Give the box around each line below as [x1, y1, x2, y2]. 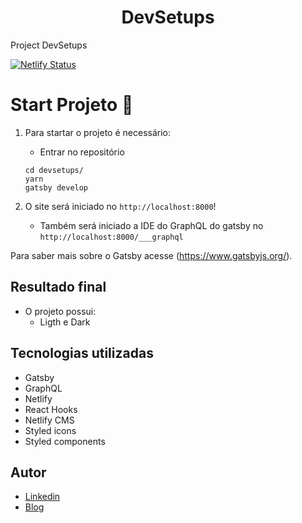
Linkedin [24, 491, 61, 503]
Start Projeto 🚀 [10, 94, 134, 116]
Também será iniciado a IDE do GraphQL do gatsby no [39, 219, 264, 231]
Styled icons [24, 424, 77, 436]
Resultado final [10, 279, 107, 296]
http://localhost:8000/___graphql [39, 232, 184, 242]
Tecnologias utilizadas [10, 345, 154, 362]
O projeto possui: [24, 305, 97, 317]
